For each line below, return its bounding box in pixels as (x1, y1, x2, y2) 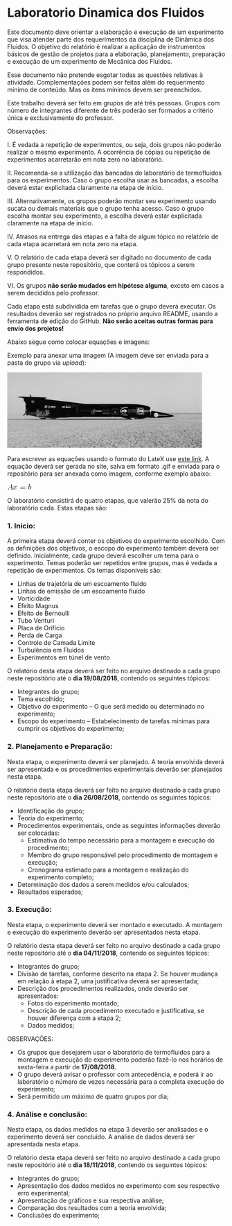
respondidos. (7, 268, 45, 276)
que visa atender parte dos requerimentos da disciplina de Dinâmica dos (7, 35, 215, 43)
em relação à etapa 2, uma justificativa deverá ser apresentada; (17, 976, 199, 985)
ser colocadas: (17, 829, 60, 837)
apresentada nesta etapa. (7, 1140, 80, 1148)
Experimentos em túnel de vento (17, 653, 110, 662)
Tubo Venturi (17, 616, 55, 625)
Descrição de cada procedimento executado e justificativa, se (27, 1006, 204, 1015)
